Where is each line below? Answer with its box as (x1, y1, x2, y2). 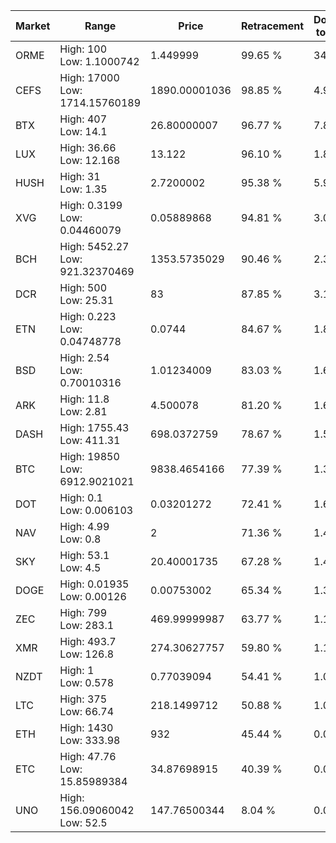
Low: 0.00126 (59, 590, 127, 603)
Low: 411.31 (59, 434, 121, 447)
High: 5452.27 (59, 240, 130, 253)
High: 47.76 (59, 750, 117, 763)
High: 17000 (59, 71, 120, 84)
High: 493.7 (59, 635, 117, 648)
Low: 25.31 (59, 294, 115, 307)
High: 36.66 (59, 141, 117, 154)
